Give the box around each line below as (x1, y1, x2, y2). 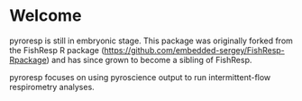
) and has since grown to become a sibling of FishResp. (46, 54, 252, 65)
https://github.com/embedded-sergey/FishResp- (104, 44, 286, 55)
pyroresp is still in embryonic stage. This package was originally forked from (9, 35, 293, 46)
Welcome (9, 5, 82, 26)
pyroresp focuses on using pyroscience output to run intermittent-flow (9, 71, 271, 82)
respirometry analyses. (9, 81, 95, 92)
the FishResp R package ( (9, 44, 105, 55)
